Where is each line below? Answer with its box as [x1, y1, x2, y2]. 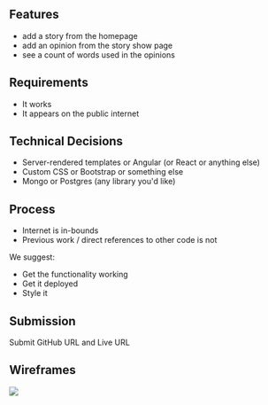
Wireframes [9, 362, 77, 378]
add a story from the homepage [21, 30, 139, 41]
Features [9, 7, 59, 22]
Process [9, 201, 56, 216]
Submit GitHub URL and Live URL [9, 337, 130, 348]
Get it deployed [21, 278, 78, 289]
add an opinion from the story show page [21, 40, 173, 51]
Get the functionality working [21, 269, 128, 280]
